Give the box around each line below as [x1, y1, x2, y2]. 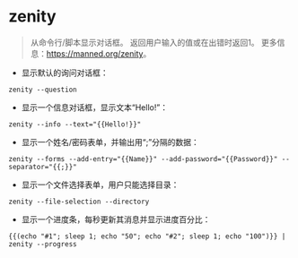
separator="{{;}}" [8, 162, 77, 171]
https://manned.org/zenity [46, 47, 144, 59]
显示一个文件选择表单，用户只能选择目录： [21, 179, 180, 190]
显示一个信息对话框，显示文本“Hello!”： [21, 101, 168, 113]
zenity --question [8, 85, 77, 94]
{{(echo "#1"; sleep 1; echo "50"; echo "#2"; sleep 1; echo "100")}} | [8, 231, 286, 241]
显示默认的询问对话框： [21, 67, 109, 78]
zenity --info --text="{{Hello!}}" [8, 119, 142, 129]
